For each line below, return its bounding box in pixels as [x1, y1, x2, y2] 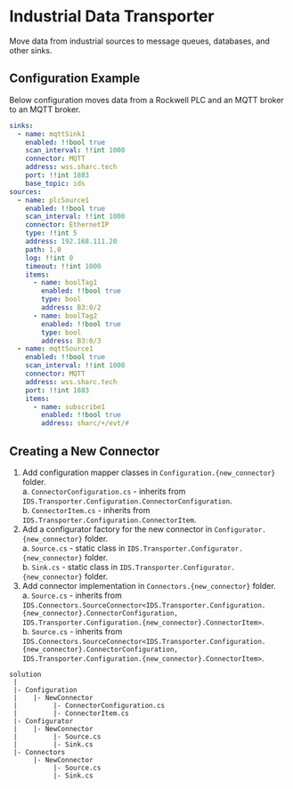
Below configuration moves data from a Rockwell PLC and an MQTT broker [9, 94, 285, 105]
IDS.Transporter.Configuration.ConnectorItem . [21, 514, 197, 525]
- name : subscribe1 [32, 402, 105, 411]
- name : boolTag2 [32, 311, 98, 320]
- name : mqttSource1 [17, 344, 94, 353]
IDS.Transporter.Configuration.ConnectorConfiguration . [21, 495, 233, 506]
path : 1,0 [25, 245, 62, 254]
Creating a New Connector [9, 443, 160, 459]
